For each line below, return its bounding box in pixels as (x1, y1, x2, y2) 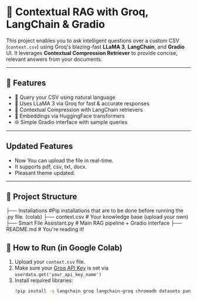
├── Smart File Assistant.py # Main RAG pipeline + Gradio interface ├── (6, 219, 182, 227)
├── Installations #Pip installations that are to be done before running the (6, 207, 184, 214)
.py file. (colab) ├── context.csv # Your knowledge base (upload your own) (6, 213, 189, 220)
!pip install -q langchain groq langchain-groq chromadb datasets (14, 288, 181, 294)
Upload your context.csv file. (14, 258, 86, 265)
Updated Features (6, 142, 73, 151)
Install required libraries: (14, 277, 73, 284)
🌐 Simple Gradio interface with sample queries (14, 118, 128, 125)
